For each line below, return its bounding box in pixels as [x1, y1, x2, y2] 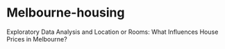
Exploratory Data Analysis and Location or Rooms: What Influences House [6, 28, 219, 36]
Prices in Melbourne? [6, 35, 67, 43]
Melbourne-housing [6, 5, 125, 21]
